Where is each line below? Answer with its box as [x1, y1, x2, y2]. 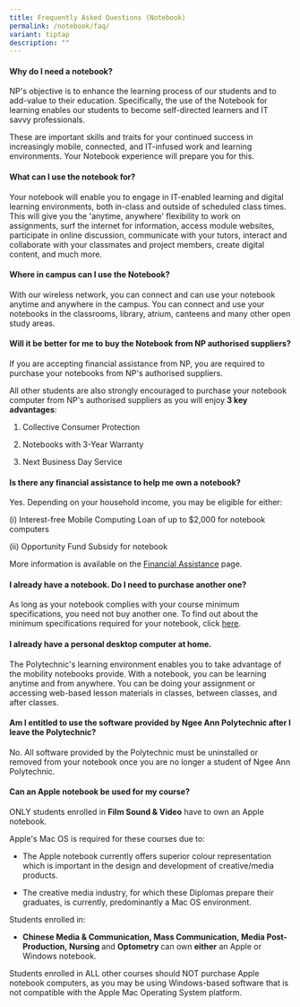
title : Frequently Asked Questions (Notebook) [9, 13, 186, 22]
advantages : [9, 405, 57, 416]
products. [21, 870, 58, 880]
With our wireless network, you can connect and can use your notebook [9, 289, 276, 300]
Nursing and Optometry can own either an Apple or [68, 941, 262, 952]
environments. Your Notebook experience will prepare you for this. [9, 151, 255, 162]
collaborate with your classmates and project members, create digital [9, 239, 265, 250]
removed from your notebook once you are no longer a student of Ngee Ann [9, 756, 291, 767]
